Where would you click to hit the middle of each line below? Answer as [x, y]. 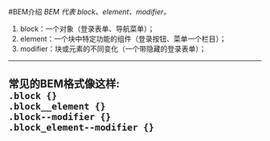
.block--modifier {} [60, 117]
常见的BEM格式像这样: [64, 84]
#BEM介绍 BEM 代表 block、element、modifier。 [90, 12]
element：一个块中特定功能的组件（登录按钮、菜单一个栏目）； [123, 39]
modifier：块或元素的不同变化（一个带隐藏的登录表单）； [113, 49]
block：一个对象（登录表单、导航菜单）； [87, 29]
